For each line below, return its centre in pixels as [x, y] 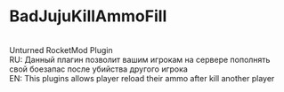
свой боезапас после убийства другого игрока [99, 69]
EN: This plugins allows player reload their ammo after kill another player [142, 78]
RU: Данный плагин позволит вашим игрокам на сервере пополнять [140, 59]
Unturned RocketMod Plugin [61, 50]
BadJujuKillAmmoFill [88, 16]
